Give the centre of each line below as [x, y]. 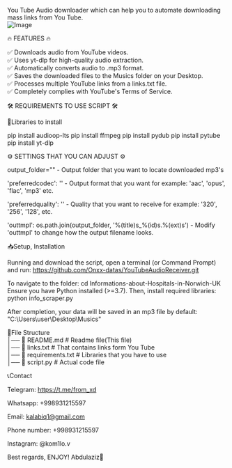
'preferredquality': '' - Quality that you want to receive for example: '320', [112, 204]
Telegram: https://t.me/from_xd [52, 390]
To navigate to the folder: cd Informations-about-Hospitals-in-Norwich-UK [114, 283]
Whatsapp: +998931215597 [47, 403]
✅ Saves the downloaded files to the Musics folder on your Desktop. [105, 76]
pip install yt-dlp [31, 143]
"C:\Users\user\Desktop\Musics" [54, 319]
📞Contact [20, 376]
